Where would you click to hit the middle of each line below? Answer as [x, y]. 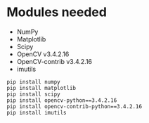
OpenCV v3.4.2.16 [43, 54]
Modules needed [57, 12]
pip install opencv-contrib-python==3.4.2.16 [74, 106]
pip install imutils [37, 112]
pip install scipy [33, 94]
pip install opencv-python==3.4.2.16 [62, 100]
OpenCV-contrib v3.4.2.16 [54, 61]
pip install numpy [33, 82]
